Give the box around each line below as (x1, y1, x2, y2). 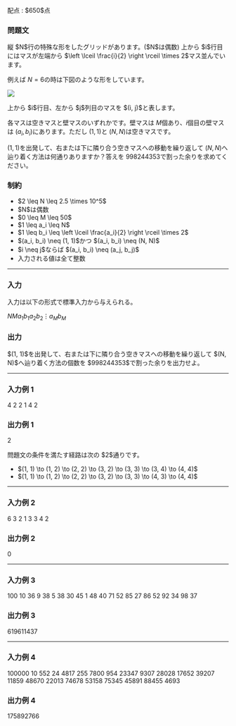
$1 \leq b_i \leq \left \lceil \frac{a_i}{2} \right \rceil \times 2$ (17, 228, 189, 237)
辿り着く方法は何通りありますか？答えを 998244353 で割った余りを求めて (7, 152, 222, 161)
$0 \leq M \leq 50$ (17, 214, 72, 222)
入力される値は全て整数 (17, 254, 86, 263)
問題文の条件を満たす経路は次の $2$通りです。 (7, 450, 144, 460)
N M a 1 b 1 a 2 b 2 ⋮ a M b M (7, 312, 67, 322)
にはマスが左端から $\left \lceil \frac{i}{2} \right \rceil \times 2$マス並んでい (7, 51, 226, 60)
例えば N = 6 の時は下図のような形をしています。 (7, 75, 148, 84)
